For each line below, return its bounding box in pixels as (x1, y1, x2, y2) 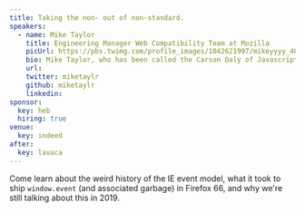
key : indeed (17, 131, 64, 140)
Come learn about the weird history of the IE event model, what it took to (9, 173, 281, 184)
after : (9, 140, 34, 149)
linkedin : (25, 89, 64, 98)
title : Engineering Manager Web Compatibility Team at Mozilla (25, 38, 271, 48)
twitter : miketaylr (25, 72, 100, 82)
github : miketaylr (25, 81, 95, 90)
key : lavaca (17, 148, 64, 157)
